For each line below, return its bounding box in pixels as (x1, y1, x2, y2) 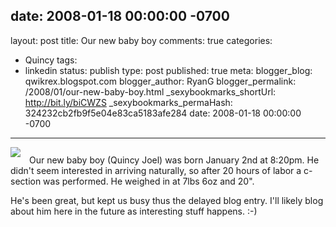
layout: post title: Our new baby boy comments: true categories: (10, 34, 273, 46)
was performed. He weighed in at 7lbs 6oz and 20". (43, 175, 255, 187)
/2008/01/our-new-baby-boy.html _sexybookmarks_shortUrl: (24, 85, 277, 98)
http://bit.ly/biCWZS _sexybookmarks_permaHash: (24, 96, 233, 108)
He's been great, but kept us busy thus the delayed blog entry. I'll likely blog (10, 194, 324, 206)
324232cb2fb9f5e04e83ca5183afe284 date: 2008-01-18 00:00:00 (24, 107, 302, 119)
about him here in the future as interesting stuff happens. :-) (10, 205, 258, 217)
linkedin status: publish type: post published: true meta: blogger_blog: (24, 64, 313, 76)
